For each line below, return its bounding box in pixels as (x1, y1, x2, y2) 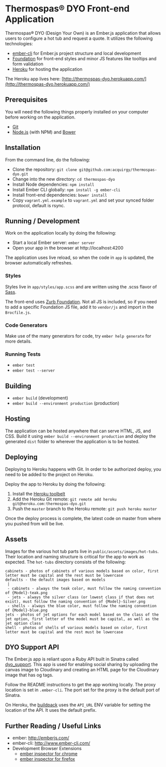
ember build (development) (12, 395, 69, 401)
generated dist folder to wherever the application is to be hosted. (5, 438, 140, 444)
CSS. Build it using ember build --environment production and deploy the (5, 433, 156, 439)
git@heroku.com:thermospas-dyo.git (12, 501, 86, 506)
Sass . (5, 289, 16, 295)
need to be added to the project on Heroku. (5, 471, 94, 477)
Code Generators (5, 322, 48, 329)
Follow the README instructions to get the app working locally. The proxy (5, 682, 156, 688)
